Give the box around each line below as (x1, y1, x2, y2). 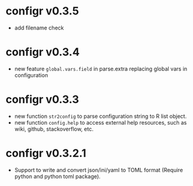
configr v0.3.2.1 (5, 146, 87, 160)
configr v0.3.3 (5, 93, 79, 107)
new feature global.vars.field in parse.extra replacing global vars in (14, 65, 188, 72)
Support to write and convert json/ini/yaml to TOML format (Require (14, 166, 183, 173)
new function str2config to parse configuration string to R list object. (14, 113, 187, 120)
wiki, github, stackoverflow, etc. (14, 125, 94, 132)
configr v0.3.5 (5, 4, 79, 18)
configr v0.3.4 (5, 45, 80, 59)
